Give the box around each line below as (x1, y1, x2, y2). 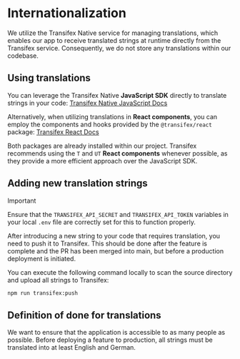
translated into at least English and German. (7, 343, 136, 352)
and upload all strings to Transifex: (7, 275, 109, 284)
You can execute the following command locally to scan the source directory (7, 268, 233, 276)
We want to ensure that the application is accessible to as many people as (7, 328, 226, 337)
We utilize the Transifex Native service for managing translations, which (7, 29, 219, 37)
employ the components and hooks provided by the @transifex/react (7, 120, 212, 128)
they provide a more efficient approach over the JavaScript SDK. (7, 156, 198, 165)
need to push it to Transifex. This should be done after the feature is (7, 239, 208, 248)
